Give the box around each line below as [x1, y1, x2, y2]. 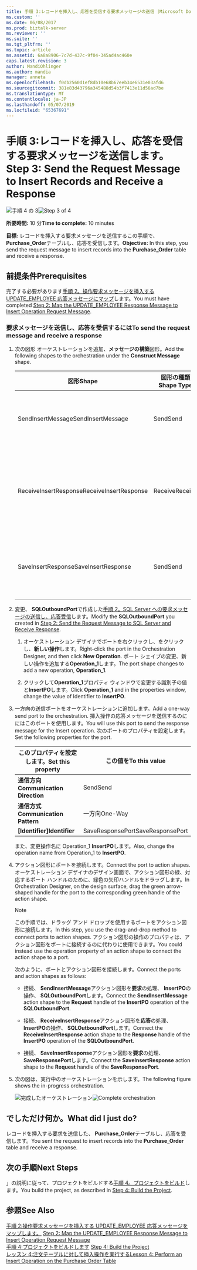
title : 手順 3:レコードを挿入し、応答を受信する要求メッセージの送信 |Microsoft [6, 8, 184, 15]
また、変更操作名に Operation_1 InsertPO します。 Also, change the [14, 843, 175, 850]
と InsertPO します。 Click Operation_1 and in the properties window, [23, 687, 186, 694]
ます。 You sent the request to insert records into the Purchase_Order [16, 1138, 184, 1145]
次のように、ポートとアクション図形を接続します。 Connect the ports [14, 966, 181, 973]
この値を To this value [105, 757, 166, 765]
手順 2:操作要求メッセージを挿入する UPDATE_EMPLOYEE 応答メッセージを [6, 1222, 188, 1229]
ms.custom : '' [6, 14, 41, 20]
